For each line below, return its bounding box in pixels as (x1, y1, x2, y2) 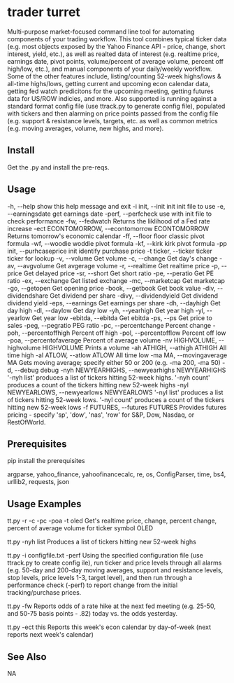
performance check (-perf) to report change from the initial (7, 581, 178, 589)
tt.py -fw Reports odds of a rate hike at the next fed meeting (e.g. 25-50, (7, 602, 217, 610)
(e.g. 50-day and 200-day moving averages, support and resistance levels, (7, 566, 224, 574)
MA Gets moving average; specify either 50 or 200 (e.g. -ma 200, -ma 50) (7, 358, 221, 366)
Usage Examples (7, 498, 82, 510)
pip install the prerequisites (7, 457, 85, 465)
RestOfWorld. (7, 418, 46, 426)
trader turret (7, 4, 80, 20)
